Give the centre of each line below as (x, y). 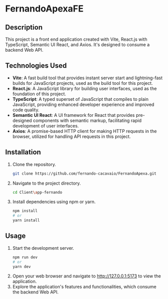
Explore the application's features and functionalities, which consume (84, 287)
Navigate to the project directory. (47, 183)
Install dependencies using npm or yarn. (54, 202)
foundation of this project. (39, 94)
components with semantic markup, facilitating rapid (87, 120)
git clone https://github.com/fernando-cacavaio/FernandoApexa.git (84, 174)
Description (24, 27)
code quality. (26, 110)
